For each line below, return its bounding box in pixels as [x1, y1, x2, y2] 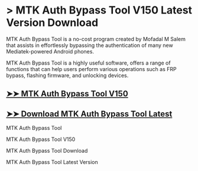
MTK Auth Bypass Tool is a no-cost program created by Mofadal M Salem [6, 35, 186, 42]
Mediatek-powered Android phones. [6, 48, 95, 55]
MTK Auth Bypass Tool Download [6, 147, 88, 155]
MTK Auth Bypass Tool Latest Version [6, 159, 99, 166]
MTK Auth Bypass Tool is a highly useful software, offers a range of [6, 59, 171, 66]
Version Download [6, 16, 99, 29]
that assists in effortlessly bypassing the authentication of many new [6, 42, 173, 49]
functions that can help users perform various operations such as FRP [6, 65, 177, 72]
